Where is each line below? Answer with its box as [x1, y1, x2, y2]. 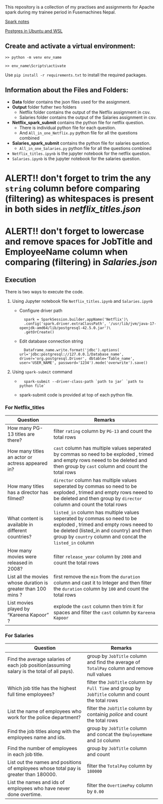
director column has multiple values [53, 477, 137, 484]
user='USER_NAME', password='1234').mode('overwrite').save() [19, 360, 148, 365]
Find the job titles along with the [7, 728, 81, 735]
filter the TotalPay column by [87, 763, 153, 770]
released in [7, 559, 33, 566]
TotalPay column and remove [87, 665, 154, 672]
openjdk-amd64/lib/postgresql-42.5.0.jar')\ [19, 325, 111, 330]
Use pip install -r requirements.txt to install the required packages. [5, 72, 147, 78]
